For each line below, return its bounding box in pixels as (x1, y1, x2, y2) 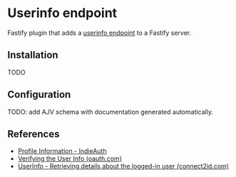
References (7, 128, 60, 140)
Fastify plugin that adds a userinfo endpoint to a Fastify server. (7, 28, 192, 37)
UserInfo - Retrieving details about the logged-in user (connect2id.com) (17, 162, 230, 171)
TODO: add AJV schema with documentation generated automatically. (7, 107, 214, 116)
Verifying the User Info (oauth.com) (17, 154, 123, 163)
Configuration (7, 89, 71, 101)
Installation (7, 49, 58, 61)
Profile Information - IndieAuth (17, 147, 107, 156)
